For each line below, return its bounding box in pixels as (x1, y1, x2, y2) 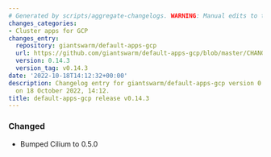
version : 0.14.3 (15, 57, 70, 65)
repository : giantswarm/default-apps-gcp (15, 42, 157, 50)
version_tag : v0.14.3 (15, 64, 89, 72)
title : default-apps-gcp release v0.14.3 (8, 94, 150, 102)
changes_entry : (8, 34, 60, 43)
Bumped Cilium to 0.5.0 (19, 138, 98, 149)
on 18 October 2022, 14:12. (15, 86, 110, 95)
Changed (8, 121, 46, 132)
